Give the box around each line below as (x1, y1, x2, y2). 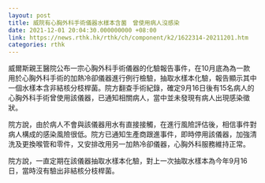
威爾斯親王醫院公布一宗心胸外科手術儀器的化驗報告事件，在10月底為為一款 (8, 64, 251, 73)
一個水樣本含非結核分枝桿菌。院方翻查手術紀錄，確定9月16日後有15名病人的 (8, 84, 255, 93)
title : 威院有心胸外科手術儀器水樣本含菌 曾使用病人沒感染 (8, 19, 180, 27)
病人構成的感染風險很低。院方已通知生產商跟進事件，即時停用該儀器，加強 (8, 129, 250, 139)
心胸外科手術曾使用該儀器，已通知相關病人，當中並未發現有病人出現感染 (8, 93, 243, 103)
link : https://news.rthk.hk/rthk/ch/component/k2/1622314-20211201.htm (8, 33, 248, 42)
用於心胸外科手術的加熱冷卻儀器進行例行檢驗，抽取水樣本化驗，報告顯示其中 (8, 73, 257, 83)
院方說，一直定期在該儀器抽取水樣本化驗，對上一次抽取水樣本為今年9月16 (8, 156, 248, 166)
